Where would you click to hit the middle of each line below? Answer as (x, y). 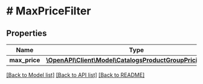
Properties (27, 33)
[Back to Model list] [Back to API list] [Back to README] (76, 75)
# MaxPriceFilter (49, 11)
